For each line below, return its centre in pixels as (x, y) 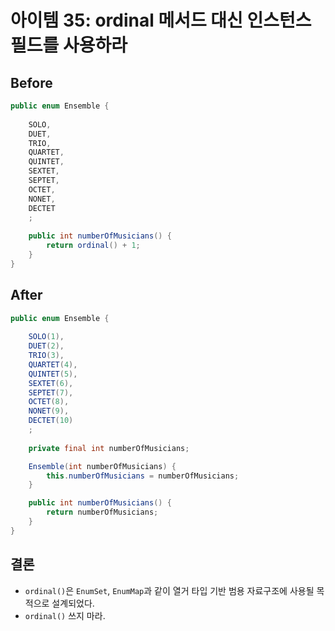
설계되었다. (73, 603)
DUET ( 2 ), (46, 346)
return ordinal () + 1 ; (93, 246)
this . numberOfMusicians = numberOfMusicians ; (143, 476)
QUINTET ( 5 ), (53, 374)
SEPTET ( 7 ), (51, 392)
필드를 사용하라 (69, 45)
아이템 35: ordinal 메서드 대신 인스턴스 (161, 20)
